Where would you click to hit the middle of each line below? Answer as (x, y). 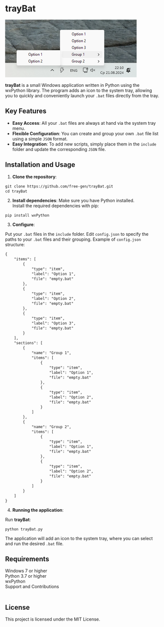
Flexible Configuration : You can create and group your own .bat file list (85, 133)
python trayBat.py (24, 529)
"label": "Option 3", (54, 323)
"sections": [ (28, 343)
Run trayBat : (18, 519)
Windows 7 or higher (26, 571)
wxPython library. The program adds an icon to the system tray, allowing (79, 90)
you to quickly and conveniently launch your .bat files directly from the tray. (82, 95)
